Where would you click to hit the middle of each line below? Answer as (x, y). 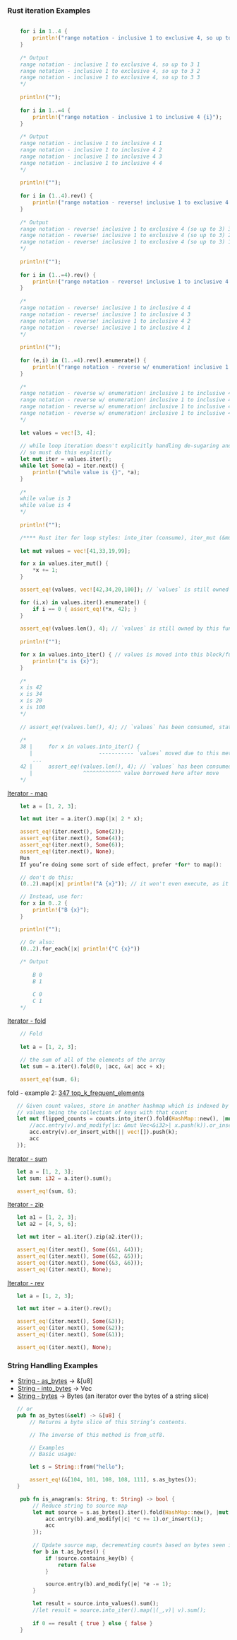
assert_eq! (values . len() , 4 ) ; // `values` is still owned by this (120, 629)
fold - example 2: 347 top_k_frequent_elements (76, 1093)
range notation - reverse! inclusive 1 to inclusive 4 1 (105, 328)
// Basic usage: (53, 1454)
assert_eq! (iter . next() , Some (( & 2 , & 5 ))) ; (80, 1256)
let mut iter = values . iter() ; (66, 459)
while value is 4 (45, 505)
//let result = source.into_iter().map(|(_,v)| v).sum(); (120, 1610)
